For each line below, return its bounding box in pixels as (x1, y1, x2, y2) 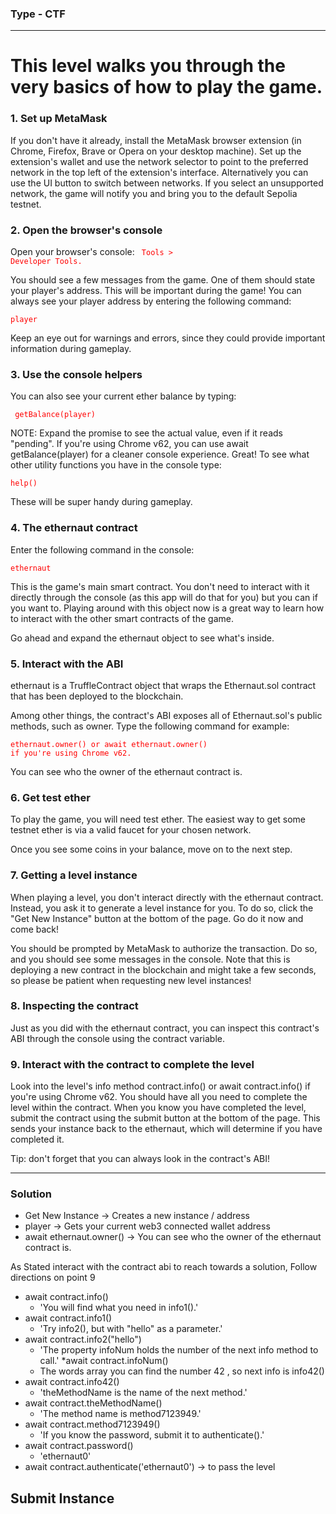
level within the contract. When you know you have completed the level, (10, 1102, 307, 1114)
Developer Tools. (10, 257, 83, 267)
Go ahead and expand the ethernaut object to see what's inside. (10, 632, 275, 644)
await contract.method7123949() (24, 1418, 161, 1431)
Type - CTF (10, 7, 66, 21)
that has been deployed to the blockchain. (10, 690, 184, 702)
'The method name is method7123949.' (39, 1408, 202, 1420)
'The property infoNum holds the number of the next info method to (39, 1344, 319, 1356)
